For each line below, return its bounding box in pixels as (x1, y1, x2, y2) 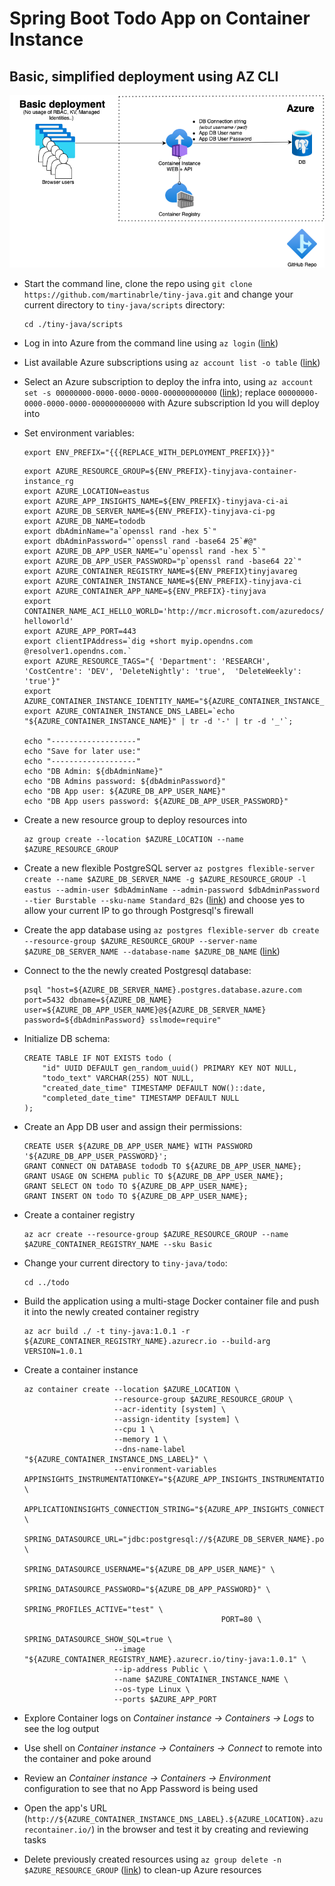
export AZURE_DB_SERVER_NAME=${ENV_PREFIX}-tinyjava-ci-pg (23, 507, 276, 517)
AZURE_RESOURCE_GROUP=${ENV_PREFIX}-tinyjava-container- (55, 467, 298, 477)
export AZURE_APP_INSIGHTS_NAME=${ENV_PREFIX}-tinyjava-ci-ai (23, 497, 289, 507)
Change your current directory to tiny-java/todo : (23, 1257, 228, 1269)
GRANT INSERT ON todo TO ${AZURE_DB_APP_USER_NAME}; (23, 1192, 249, 1202)
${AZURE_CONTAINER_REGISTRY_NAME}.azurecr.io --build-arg (23, 1337, 271, 1347)
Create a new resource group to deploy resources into (23, 814, 248, 826)
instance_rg (23, 477, 74, 487)
